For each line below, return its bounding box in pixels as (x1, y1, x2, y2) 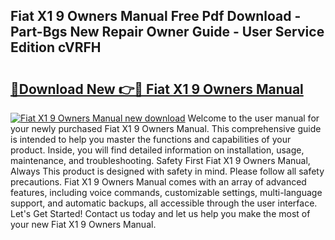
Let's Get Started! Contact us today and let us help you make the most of (10, 208, 311, 219)
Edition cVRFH (10, 39, 102, 56)
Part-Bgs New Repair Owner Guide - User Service (10, 24, 325, 41)
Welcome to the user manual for (187, 112, 320, 124)
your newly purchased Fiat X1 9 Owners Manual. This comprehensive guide (10, 123, 322, 134)
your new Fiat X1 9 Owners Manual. (10, 219, 157, 230)
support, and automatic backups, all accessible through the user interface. (10, 197, 318, 209)
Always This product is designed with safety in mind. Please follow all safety (10, 165, 325, 177)
